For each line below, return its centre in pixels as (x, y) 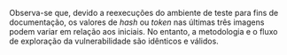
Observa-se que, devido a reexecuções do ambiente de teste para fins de (144, 13)
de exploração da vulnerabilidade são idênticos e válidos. (114, 41)
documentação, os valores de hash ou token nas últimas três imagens (137, 22)
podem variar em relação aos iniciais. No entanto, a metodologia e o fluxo (143, 31)
